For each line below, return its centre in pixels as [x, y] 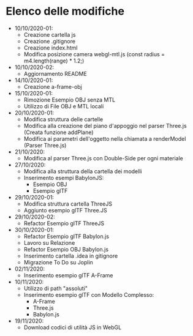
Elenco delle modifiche [65, 11]
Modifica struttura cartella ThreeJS [68, 204]
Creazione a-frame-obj [53, 86]
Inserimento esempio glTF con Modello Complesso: [89, 294]
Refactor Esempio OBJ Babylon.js [66, 249]
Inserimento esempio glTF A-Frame [68, 275]
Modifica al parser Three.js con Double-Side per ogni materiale [103, 158]
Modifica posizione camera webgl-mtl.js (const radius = [94, 54]
